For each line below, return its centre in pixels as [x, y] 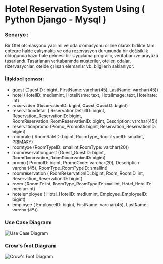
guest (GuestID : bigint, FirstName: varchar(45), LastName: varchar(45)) [85, 90]
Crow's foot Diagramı [31, 246]
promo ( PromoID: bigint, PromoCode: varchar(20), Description [76, 162]
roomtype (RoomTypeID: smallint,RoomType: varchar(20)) [70, 147]
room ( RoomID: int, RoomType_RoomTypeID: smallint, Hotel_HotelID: [81, 184]
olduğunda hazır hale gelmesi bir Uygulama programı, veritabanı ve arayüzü [82, 56]
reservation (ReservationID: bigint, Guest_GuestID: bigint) [70, 105]
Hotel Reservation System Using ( [75, 9]
